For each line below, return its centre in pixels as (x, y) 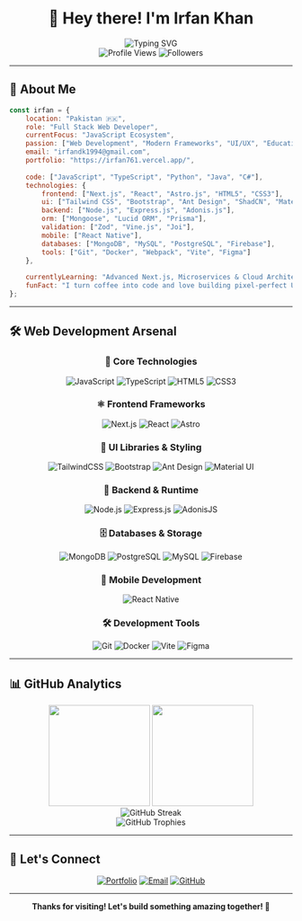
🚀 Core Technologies (151, 361)
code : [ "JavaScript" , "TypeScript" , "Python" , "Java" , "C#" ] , (144, 177)
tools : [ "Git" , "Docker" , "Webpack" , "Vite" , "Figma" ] (147, 252)
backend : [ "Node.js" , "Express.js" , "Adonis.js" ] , (138, 210)
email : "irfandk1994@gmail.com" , (88, 152)
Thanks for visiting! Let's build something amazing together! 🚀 (151, 906)
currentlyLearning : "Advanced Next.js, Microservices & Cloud (144, 278)
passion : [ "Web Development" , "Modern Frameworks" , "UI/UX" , (142, 144)
